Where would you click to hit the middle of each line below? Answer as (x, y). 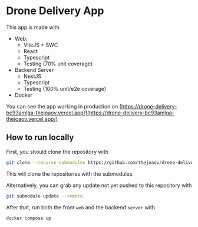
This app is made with (33, 27)
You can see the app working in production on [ (64, 106)
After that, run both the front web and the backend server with (80, 207)
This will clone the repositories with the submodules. (70, 174)
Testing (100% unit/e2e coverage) (65, 88)
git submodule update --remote (44, 196)
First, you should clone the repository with (57, 152)
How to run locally (40, 138)
